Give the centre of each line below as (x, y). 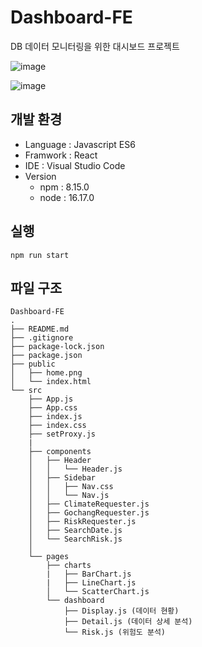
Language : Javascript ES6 (80, 144)
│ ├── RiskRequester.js (82, 522)
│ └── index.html (51, 382)
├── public (33, 364)
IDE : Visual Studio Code (75, 165)
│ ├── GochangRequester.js (89, 513)
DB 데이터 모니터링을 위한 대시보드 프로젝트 (95, 46)
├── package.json (46, 356)
